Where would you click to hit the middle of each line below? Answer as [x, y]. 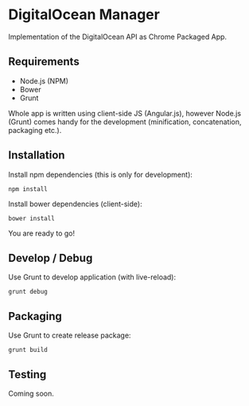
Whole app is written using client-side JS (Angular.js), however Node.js [124, 113]
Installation [37, 156]
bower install [32, 218]
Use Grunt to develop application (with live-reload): [92, 277]
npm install [28, 189]
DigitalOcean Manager [84, 15]
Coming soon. [31, 393]
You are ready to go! [42, 233]
